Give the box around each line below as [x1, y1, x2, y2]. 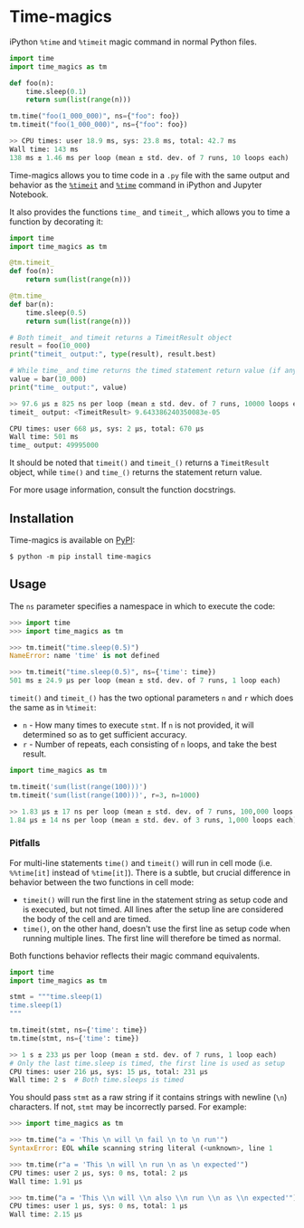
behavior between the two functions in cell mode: [9, 876, 195, 888]
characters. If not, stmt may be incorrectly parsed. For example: [9, 1101, 247, 1112]
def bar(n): [9, 300, 54, 309]
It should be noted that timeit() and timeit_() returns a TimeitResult [9, 457, 270, 468]
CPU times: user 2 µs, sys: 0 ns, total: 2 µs [9, 1168, 188, 1177]
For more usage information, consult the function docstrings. [9, 484, 237, 495]
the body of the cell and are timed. [22, 913, 152, 924]
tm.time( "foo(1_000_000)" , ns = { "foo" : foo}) [9, 111, 180, 121]
